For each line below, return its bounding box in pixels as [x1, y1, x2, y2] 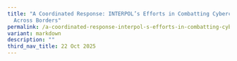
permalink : [7, 23, 39, 30]
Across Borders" [13, 17, 61, 24]
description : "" [7, 36, 55, 43]
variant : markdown [7, 29, 61, 37]
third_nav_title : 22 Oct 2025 [7, 43, 97, 50]
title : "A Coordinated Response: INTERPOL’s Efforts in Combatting [7, 10, 210, 18]
